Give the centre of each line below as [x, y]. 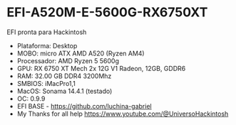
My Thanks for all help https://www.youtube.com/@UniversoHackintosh [123, 114]
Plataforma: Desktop [47, 45]
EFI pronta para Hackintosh [47, 32]
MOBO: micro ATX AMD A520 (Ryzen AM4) [81, 53]
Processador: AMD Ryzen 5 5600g [68, 60]
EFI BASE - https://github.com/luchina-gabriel [84, 106]
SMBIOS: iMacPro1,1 [46, 83]
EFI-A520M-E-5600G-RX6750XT [107, 12]
